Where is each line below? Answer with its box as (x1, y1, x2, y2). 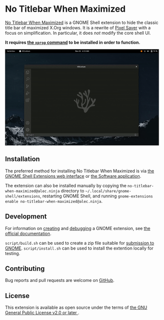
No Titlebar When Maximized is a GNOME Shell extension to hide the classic (5, 20, 159, 25)
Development (5, 213, 47, 221)
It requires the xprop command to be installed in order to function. (5, 39, 141, 45)
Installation (5, 155, 40, 163)
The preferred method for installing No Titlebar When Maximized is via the (5, 168, 155, 174)
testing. (5, 250, 20, 256)
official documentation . (5, 231, 52, 236)
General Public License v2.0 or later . (5, 310, 80, 316)
